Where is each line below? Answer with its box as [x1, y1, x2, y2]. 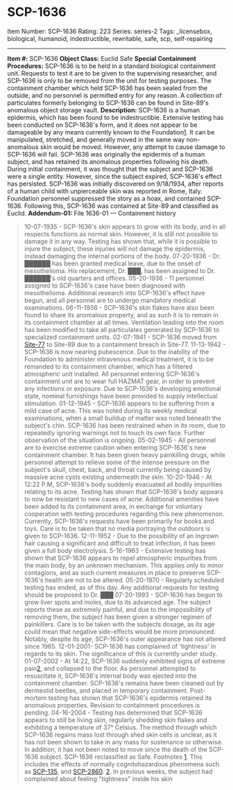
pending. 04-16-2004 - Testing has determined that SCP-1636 [24, 708, 202, 717]
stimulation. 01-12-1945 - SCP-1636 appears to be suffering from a [24, 399, 215, 407]
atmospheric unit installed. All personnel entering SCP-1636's [24, 369, 200, 378]
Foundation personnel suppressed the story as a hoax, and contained [7, 194, 206, 202]
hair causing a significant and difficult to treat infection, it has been [24, 538, 216, 547]
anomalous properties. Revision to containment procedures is [24, 701, 200, 709]
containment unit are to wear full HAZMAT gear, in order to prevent [24, 377, 215, 385]
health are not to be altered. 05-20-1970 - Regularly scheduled [44, 576, 224, 584]
